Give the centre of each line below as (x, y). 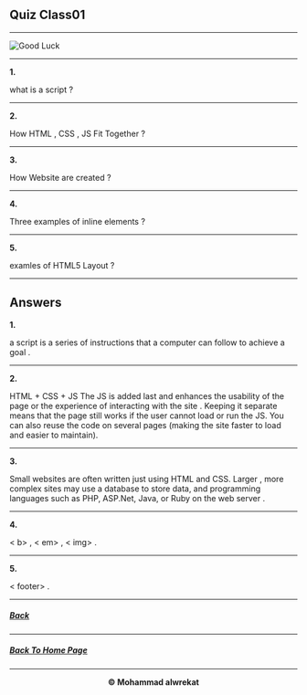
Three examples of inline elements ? (78, 221)
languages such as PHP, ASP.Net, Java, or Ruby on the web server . (138, 498)
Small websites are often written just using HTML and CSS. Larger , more (147, 479)
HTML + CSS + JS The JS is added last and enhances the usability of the (147, 395)
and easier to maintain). (54, 435)
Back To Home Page (49, 650)
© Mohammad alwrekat (153, 682)
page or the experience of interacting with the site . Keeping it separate (143, 405)
